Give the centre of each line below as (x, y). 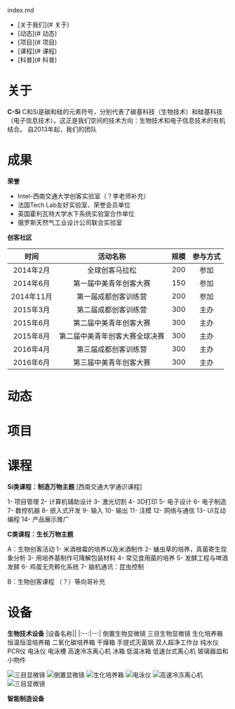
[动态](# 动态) (37, 33)
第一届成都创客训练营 (112, 296)
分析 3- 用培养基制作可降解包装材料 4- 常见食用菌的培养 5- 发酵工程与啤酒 (120, 558)
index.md (21, 10)
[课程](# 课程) (37, 51)
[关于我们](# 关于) (43, 25)
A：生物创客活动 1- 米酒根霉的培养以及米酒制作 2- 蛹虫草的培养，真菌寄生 (114, 549)
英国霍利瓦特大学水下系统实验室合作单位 (76, 213)
